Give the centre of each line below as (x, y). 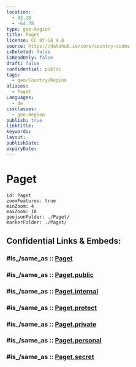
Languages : (20, 97)
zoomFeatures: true (31, 201)
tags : (13, 75)
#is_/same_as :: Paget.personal (54, 341)
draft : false (23, 63)
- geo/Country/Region (40, 80)
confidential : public (34, 69)
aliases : (17, 86)
